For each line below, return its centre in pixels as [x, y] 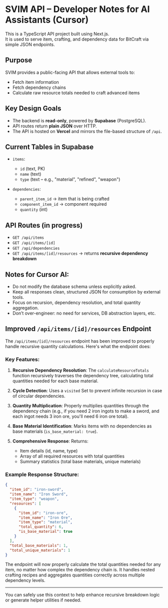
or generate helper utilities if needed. [43, 600]
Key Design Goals [33, 109]
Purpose [19, 60]
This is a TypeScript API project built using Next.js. [57, 34]
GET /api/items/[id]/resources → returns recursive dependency [80, 253]
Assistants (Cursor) [47, 20]
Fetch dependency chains [39, 87]
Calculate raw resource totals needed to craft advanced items [76, 93]
